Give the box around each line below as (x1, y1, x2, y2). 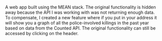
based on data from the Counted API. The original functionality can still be (5, 25, 156, 31)
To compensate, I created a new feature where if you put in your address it (5, 15, 157, 20)
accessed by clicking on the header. (5, 31, 79, 36)
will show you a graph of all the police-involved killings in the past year (5, 20, 149, 26)
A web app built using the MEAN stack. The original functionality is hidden (5, 4, 157, 10)
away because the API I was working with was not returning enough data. (5, 9, 155, 15)
